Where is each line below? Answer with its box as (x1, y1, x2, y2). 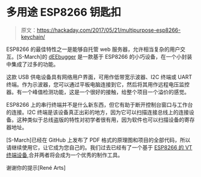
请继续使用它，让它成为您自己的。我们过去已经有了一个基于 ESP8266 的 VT (6, 143, 193, 151)
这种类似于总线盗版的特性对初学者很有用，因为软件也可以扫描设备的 (16, 116, 184, 123)
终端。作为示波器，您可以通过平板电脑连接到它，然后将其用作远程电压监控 (6, 80, 190, 88)
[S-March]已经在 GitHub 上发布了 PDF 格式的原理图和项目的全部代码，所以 (6, 136, 191, 143)
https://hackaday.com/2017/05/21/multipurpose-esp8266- (36, 26, 181, 34)
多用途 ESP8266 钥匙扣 (6, 5, 121, 19)
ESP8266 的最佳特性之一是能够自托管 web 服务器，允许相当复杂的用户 (6, 46, 181, 53)
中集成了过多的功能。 (6, 61, 59, 68)
